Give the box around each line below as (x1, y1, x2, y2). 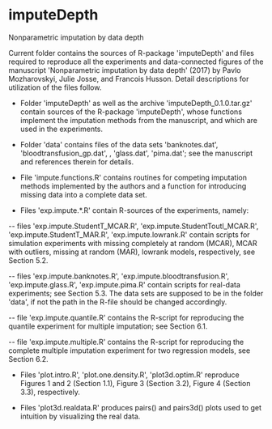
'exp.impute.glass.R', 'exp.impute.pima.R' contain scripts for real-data (8, 279, 241, 289)
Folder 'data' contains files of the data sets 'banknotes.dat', (19, 139, 219, 149)
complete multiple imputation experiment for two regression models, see (8, 346, 251, 355)
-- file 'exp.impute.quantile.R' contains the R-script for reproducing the (8, 312, 244, 322)
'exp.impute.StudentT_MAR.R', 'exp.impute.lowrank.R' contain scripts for (8, 229, 250, 240)
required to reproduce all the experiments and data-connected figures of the (8, 57, 264, 66)
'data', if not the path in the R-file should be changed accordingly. (8, 297, 227, 307)
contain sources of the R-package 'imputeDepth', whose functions (19, 107, 243, 117)
